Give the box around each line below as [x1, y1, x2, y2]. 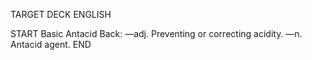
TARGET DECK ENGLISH [10, 9, 112, 20]
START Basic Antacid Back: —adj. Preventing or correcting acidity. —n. [10, 28, 303, 39]
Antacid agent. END [10, 39, 92, 50]
